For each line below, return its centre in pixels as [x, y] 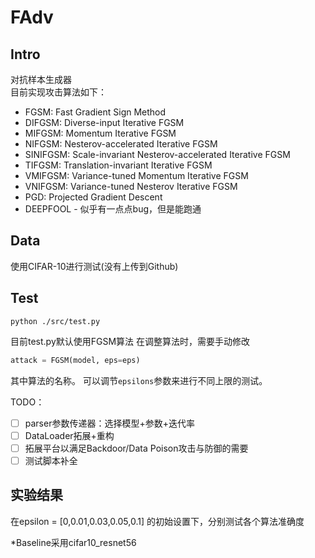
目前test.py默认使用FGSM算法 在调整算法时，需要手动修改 [130, 341]
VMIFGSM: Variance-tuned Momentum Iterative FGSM [136, 175]
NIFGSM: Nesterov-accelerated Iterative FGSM [121, 144]
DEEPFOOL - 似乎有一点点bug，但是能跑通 [113, 209]
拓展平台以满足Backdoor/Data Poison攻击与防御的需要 [136, 448]
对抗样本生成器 [41, 79]
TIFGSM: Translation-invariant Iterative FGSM [118, 165]
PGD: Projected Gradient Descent [93, 197]
